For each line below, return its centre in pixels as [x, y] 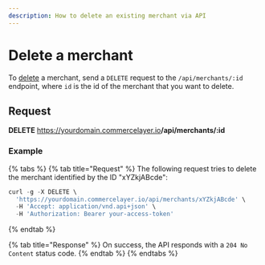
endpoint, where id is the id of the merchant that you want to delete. [121, 86]
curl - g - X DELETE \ [43, 192]
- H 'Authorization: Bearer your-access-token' [95, 214]
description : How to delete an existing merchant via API [107, 16]
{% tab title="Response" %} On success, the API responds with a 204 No [128, 245]
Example [26, 151]
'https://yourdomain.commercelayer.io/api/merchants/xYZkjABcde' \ [131, 199]
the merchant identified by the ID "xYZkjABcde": [88, 177]
